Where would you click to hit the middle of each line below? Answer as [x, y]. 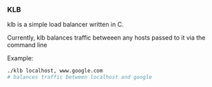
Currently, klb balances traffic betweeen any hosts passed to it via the [106, 38]
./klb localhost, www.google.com [55, 71]
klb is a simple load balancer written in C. [65, 25]
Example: [20, 58]
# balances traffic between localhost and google [80, 77]
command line [27, 45]
